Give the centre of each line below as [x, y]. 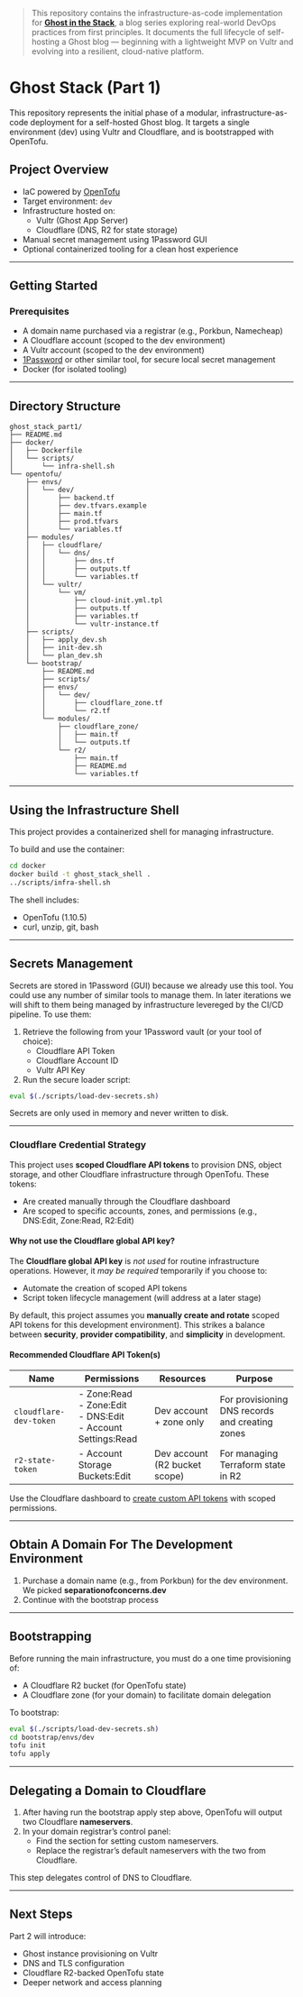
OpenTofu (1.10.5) [55, 917]
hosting [46, 41]
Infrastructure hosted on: [69, 210]
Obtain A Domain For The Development [121, 1545]
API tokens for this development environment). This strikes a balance [138, 1324]
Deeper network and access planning [92, 1982]
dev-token [35, 1421]
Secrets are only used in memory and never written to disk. [119, 1113]
